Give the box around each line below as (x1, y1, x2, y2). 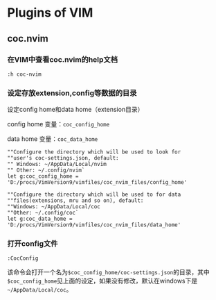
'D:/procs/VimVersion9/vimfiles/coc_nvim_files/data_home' (7, 222, 181, 228)
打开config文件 (7, 239, 58, 249)
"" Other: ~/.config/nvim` (7, 167, 85, 174)
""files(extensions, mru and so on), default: (7, 197, 144, 204)
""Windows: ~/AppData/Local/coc (7, 203, 100, 210)
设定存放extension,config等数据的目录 (7, 88, 137, 98)
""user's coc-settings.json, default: (7, 155, 119, 162)
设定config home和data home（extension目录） (7, 106, 144, 114)
